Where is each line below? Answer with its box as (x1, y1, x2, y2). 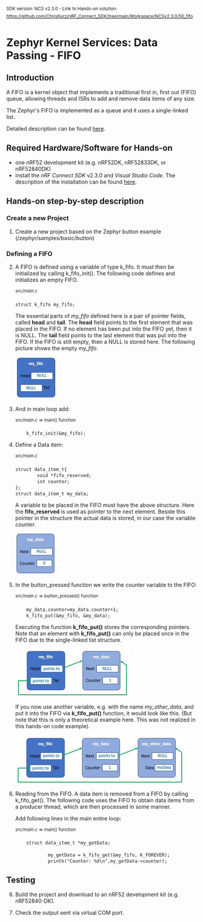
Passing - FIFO (6, 49, 81, 62)
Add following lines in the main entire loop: (15, 814, 122, 822)
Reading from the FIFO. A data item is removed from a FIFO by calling (15, 790, 188, 797)
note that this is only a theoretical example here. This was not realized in (15, 716, 196, 723)
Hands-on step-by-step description (6, 196, 144, 206)
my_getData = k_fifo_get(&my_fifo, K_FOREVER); (47, 852, 170, 858)
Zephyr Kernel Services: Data (6, 35, 158, 49)
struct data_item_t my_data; (15, 491, 89, 497)
